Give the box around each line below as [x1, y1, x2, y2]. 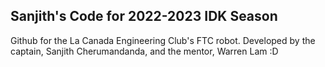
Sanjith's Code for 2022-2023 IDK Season [10, 8, 278, 25]
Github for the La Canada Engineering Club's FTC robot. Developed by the [10, 34, 316, 46]
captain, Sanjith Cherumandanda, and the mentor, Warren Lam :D [10, 45, 279, 57]
